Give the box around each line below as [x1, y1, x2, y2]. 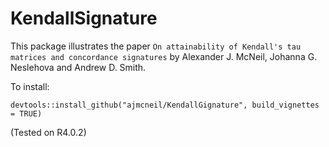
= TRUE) [10, 108, 43, 119]
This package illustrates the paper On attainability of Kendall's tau [10, 40, 302, 52]
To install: [10, 80, 50, 92]
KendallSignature [10, 7, 158, 30]
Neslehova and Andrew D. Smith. [10, 61, 147, 73]
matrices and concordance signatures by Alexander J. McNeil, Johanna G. [10, 50, 318, 62]
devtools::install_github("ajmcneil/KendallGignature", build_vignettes [10, 100, 320, 110]
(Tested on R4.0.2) [10, 126, 87, 138]
